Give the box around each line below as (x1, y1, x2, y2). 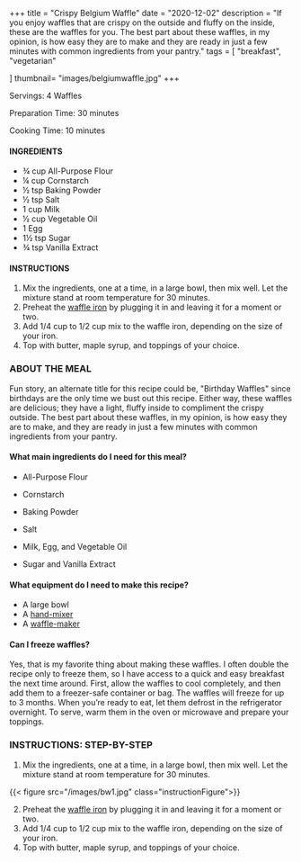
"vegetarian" (9, 56, 57, 66)
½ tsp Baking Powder (22, 184, 102, 196)
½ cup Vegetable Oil (22, 213, 98, 224)
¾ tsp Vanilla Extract (22, 242, 99, 253)
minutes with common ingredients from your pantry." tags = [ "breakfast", (9, 46, 281, 57)
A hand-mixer (22, 609, 74, 620)
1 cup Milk (22, 204, 60, 215)
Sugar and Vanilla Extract (22, 558, 117, 570)
